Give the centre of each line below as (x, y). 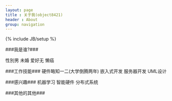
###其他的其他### (25, 93)
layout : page (19, 10)
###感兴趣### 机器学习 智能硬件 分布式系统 (52, 82)
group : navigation (25, 24)
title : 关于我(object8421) (34, 15)
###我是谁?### (22, 50)
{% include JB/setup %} (31, 39)
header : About (22, 19)
